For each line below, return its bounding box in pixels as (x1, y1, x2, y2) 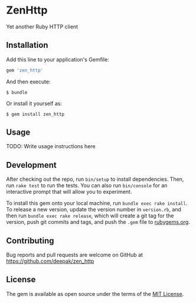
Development (6, 160, 57, 170)
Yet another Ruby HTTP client (6, 23, 79, 30)
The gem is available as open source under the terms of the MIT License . (6, 290, 184, 297)
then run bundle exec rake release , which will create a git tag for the (6, 212, 174, 219)
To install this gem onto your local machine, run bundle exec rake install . (6, 200, 188, 207)
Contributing (6, 236, 54, 246)
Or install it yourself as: (6, 100, 62, 107)
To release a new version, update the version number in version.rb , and (6, 206, 182, 213)
